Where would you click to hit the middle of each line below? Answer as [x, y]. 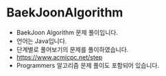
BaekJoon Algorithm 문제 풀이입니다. [67, 32]
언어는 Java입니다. [41, 41]
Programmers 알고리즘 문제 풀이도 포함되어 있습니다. [87, 65]
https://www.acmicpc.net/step [59, 57]
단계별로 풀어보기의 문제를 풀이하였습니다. [72, 49]
